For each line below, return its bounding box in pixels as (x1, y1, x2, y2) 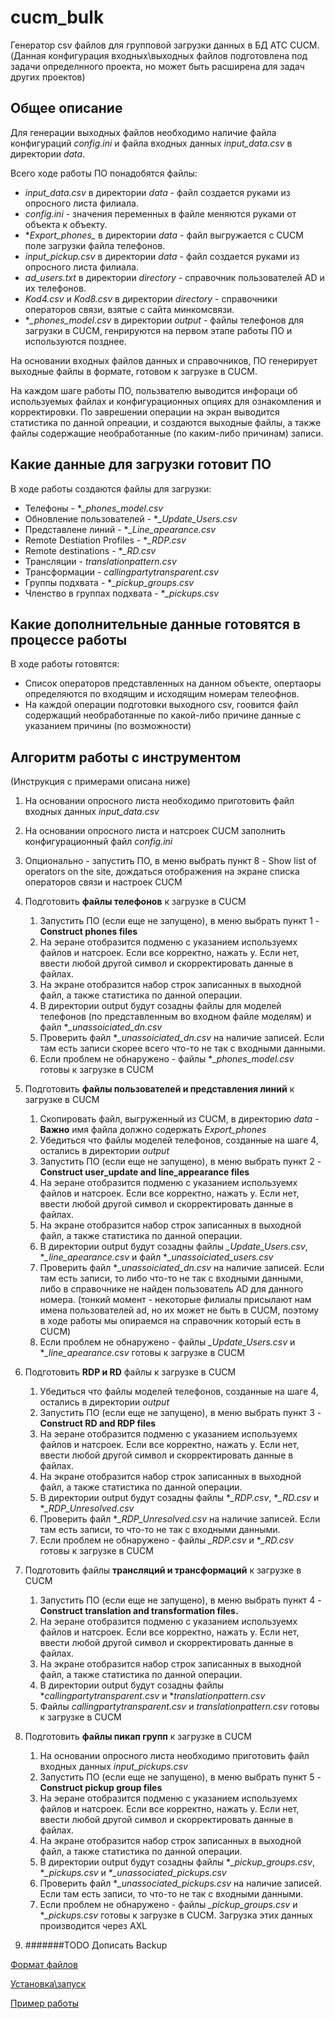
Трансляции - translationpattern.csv (24, 555, 177, 567)
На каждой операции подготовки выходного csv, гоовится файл (24, 699, 299, 711)
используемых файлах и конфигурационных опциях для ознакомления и (10, 395, 322, 407)
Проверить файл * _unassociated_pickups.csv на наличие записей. (39, 1877, 322, 1890)
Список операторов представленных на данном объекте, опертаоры (24, 677, 322, 690)
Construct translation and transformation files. (39, 1605, 239, 1617)
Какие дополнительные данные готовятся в (10, 616, 301, 633)
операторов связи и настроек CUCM (24, 876, 183, 888)
